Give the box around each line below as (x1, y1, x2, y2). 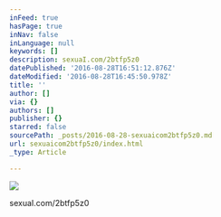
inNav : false (9, 30, 59, 39)
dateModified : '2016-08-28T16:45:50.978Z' (9, 72, 172, 81)
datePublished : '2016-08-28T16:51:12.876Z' (9, 64, 177, 73)
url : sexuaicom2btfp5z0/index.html (9, 139, 144, 148)
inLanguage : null (9, 38, 75, 48)
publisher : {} (9, 114, 63, 123)
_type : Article (9, 147, 67, 156)
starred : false (9, 123, 67, 132)
